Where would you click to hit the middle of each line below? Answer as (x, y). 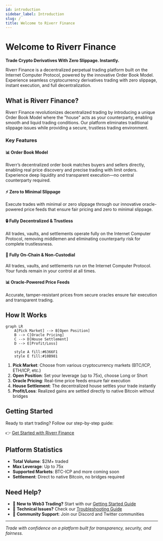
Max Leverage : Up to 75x (38, 467)
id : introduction (23, 9)
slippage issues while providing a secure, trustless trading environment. (77, 128)
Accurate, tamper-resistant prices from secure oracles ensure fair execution (81, 295)
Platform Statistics (34, 450)
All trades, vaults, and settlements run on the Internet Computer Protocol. (78, 265)
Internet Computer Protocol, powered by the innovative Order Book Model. (80, 75)
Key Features (22, 140)
